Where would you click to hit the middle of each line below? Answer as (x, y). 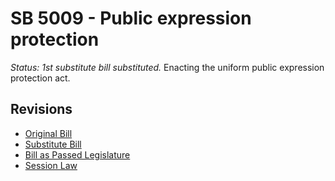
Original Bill (48, 133)
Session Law (51, 165)
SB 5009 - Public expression (131, 18)
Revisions (41, 109)
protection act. (40, 78)
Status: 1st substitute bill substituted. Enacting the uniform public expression (167, 67)
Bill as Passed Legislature (77, 154)
